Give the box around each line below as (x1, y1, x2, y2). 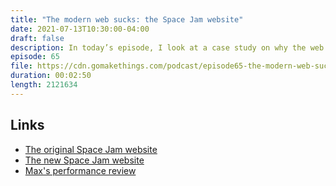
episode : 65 (10, 52, 60, 62)
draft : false (10, 33, 65, 43)
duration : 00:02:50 (10, 71, 92, 81)
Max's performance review (24, 164, 137, 176)
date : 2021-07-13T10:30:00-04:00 (10, 24, 150, 34)
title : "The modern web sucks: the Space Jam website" (10, 14, 244, 25)
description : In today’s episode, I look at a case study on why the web (10, 42, 325, 53)
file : (10, 61, 33, 71)
